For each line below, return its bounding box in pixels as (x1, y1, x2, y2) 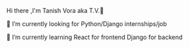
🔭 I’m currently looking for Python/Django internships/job (6, 20, 167, 27)
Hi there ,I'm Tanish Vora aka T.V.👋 (6, 7, 104, 14)
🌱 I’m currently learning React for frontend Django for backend (6, 33, 183, 41)
